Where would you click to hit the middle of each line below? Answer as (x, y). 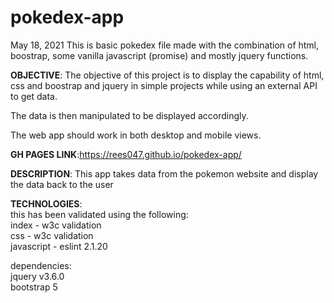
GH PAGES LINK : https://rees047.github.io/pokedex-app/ (126, 154)
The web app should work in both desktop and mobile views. (136, 135)
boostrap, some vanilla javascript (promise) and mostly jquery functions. (159, 55)
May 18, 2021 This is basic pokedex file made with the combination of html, (165, 45)
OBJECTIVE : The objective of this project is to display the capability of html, (167, 75)
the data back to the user (62, 184)
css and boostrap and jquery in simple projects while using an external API (164, 85)
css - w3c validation (52, 235)
